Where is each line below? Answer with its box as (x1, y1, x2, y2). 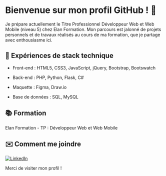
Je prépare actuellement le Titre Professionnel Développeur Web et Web (5, 21, 154, 27)
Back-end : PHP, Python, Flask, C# (12, 74, 84, 80)
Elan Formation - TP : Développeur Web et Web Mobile (5, 124, 118, 130)
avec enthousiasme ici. (5, 37, 52, 43)
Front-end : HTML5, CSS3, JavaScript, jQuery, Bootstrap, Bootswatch (12, 64, 156, 70)
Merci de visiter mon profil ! (5, 165, 62, 171)
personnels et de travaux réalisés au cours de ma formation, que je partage (5, 31, 160, 37)
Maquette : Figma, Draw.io (12, 84, 67, 90)
